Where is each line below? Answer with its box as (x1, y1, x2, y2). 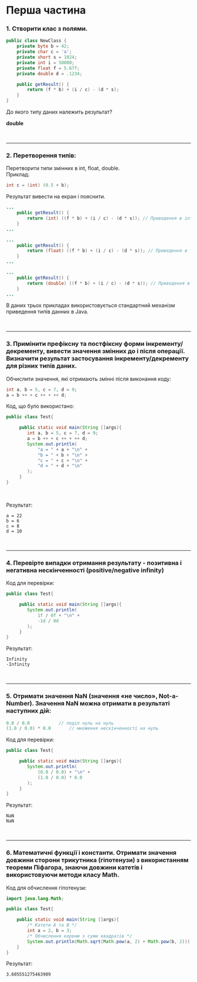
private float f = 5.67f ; (16, 65, 80, 71)
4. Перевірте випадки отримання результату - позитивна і (6, 558, 182, 567)
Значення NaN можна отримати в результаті (35, 700, 170, 708)
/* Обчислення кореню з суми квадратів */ (27, 933, 133, 939)
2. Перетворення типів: (6, 151, 76, 159)
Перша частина (6, 4, 86, 17)
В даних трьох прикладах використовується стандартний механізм (6, 302, 175, 309)
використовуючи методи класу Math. (6, 871, 120, 879)
